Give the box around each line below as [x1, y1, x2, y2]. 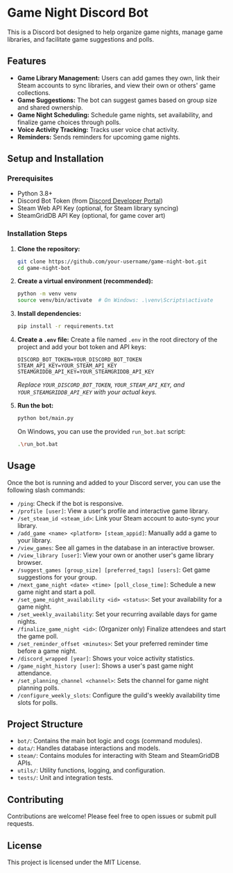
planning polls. [17, 684, 60, 692]
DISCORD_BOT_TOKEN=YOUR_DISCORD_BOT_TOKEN [17, 356, 142, 364]
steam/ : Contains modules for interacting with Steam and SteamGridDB [17, 752, 220, 760]
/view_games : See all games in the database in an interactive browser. [17, 543, 215, 552]
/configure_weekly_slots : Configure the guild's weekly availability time [17, 690, 221, 699]
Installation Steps [7, 229, 68, 239]
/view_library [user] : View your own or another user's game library [17, 550, 214, 559]
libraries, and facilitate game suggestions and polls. [7, 35, 155, 43]
